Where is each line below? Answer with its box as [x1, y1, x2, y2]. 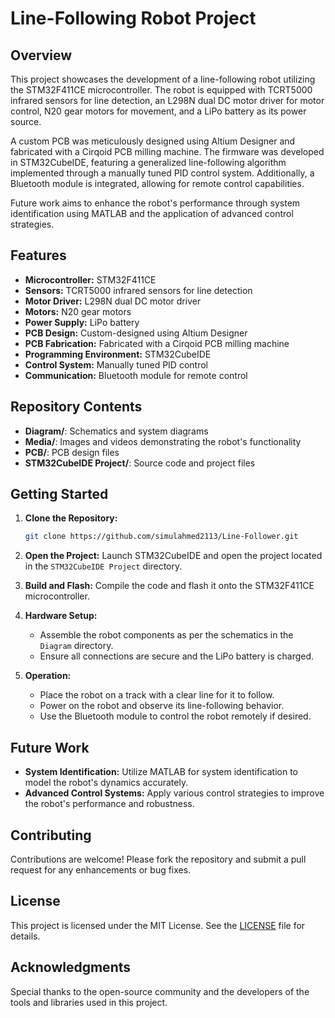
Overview [10, 47, 73, 64]
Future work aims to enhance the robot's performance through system [10, 197, 301, 209]
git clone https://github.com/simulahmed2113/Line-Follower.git [24, 532, 299, 542]
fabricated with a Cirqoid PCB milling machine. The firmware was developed [10, 146, 325, 157]
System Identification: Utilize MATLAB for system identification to [24, 766, 299, 778]
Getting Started [10, 486, 109, 503]
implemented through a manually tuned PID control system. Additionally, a [10, 167, 315, 179]
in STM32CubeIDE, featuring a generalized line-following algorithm [10, 157, 287, 168]
